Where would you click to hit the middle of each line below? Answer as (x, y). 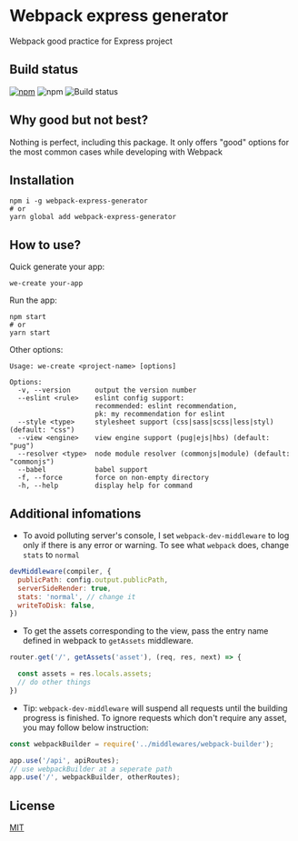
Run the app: (33, 300)
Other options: (36, 350)
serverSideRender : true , (65, 588)
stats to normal (51, 555)
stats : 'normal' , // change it (77, 596)
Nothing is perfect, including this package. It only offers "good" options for (149, 142)
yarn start (30, 333)
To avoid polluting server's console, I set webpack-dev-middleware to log (156, 536)
